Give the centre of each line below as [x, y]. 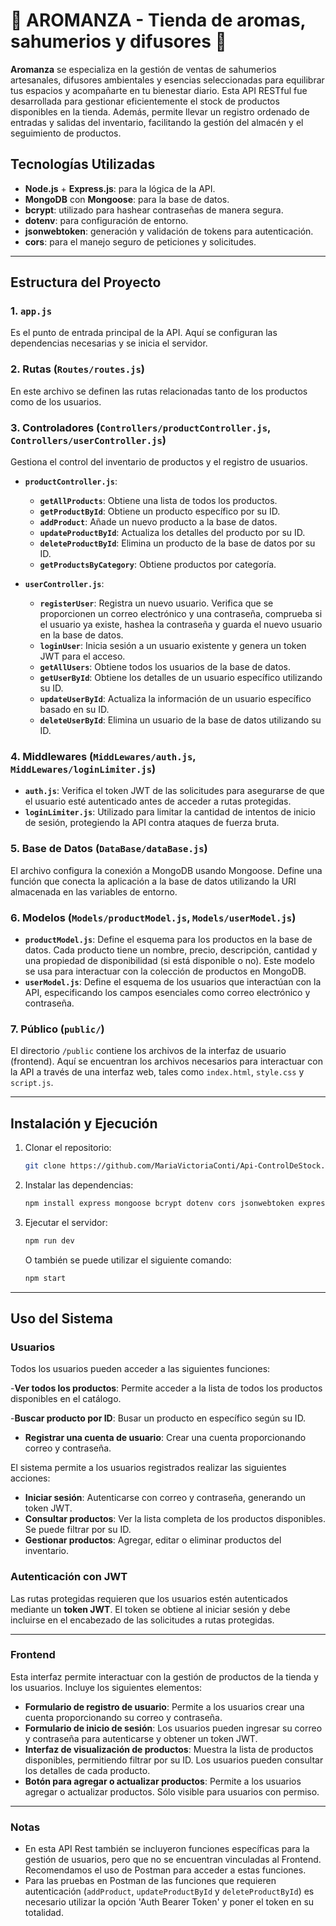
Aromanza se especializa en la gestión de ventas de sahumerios [143, 69]
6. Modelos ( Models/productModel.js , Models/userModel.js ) [153, 917]
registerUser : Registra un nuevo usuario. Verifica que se [156, 603]
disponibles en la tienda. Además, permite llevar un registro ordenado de [160, 111]
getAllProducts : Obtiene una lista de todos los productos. [158, 501]
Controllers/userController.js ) [88, 440]
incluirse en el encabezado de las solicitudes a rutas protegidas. [142, 1620]
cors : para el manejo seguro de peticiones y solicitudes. [140, 241]
